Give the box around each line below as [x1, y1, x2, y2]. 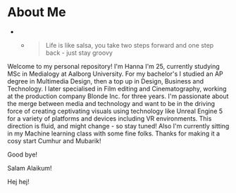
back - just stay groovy [45, 48, 113, 57]
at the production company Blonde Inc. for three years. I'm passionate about [7, 92, 229, 100]
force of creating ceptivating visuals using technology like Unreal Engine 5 [7, 107, 223, 115]
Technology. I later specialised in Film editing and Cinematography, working [7, 84, 227, 93]
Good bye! [7, 150, 37, 159]
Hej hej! [7, 177, 30, 186]
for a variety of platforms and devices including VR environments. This [7, 114, 212, 123]
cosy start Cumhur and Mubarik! [7, 136, 101, 145]
